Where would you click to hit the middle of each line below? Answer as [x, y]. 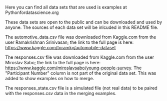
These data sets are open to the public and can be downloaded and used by [84, 22]
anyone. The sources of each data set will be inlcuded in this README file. [82, 27]
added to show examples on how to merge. [50, 78]
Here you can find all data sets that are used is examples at [66, 7]
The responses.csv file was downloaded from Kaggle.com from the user [79, 57]
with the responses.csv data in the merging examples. [61, 93]
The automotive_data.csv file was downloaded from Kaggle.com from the [81, 37]
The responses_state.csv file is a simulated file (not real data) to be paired [81, 88]
